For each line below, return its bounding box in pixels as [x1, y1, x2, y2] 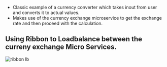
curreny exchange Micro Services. [5, 43, 117, 51]
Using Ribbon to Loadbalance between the [5, 35, 142, 43]
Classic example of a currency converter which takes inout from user [12, 5, 157, 10]
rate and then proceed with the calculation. [12, 20, 103, 26]
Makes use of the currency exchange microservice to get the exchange [12, 15, 162, 21]
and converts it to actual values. [12, 10, 80, 16]
